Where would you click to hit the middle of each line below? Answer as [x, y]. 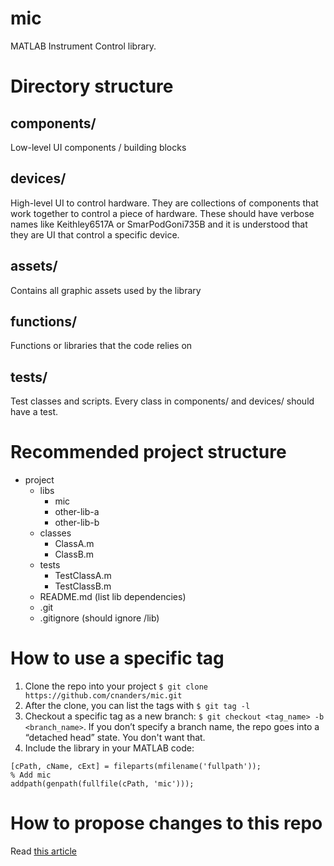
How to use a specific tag [117, 658]
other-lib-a [77, 512]
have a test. [34, 412]
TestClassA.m [83, 576]
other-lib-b [77, 523]
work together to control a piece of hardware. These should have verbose [162, 213]
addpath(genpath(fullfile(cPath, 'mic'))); [102, 784]
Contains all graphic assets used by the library [106, 290]
